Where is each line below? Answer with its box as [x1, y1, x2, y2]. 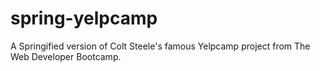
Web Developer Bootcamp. [10, 50, 122, 62]
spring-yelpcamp [10, 7, 158, 30]
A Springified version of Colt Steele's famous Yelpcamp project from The [10, 40, 311, 52]
